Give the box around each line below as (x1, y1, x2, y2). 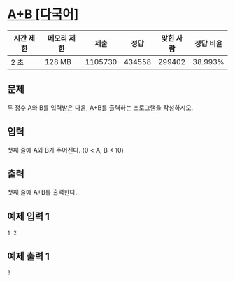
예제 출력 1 (7, 250, 50, 262)
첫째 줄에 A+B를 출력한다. (7, 188, 78, 197)
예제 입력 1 (7, 211, 50, 223)
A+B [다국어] (7, 6, 79, 22)
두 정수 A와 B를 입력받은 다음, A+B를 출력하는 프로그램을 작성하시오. (7, 103, 194, 112)
